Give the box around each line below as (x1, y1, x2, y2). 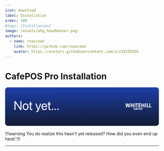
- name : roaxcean (9, 39, 45, 44)
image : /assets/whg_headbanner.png (5, 28, 78, 34)
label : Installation (5, 13, 47, 18)
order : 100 (5, 18, 27, 23)
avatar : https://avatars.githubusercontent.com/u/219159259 (14, 49, 139, 54)
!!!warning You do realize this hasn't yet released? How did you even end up (5, 130, 158, 136)
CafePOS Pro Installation (5, 71, 107, 82)
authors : (5, 34, 23, 39)
